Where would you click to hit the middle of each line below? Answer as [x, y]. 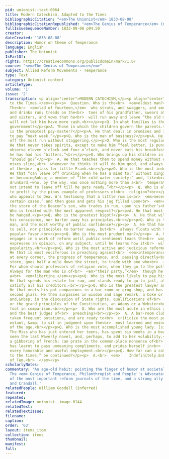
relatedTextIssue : [24, 412]
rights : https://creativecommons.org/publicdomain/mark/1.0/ [71, 61]
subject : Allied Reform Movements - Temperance [56, 71]
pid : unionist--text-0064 [32, 10]
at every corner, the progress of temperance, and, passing [74, 257]
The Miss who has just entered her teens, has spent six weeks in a [83, 332]
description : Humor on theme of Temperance [52, 43]
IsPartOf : [16, 56]
